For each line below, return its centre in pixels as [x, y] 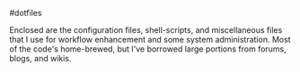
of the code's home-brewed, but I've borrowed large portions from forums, [148, 49]
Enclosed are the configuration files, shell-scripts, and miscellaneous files [146, 30]
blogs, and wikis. [40, 58]
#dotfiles [26, 13]
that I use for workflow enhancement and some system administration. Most [150, 40]
